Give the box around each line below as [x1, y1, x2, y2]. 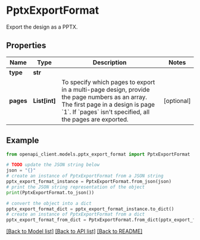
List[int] [33, 96, 56, 105]
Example [6, 135, 39, 146]
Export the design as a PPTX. [6, 23, 78, 30]
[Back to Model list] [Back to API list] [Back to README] [6, 227, 143, 235]
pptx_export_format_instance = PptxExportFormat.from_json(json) [6, 179, 171, 185]
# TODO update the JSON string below [6, 162, 100, 168]
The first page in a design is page [61, 100, 155, 108]
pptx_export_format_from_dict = [6, 217, 86, 223]
